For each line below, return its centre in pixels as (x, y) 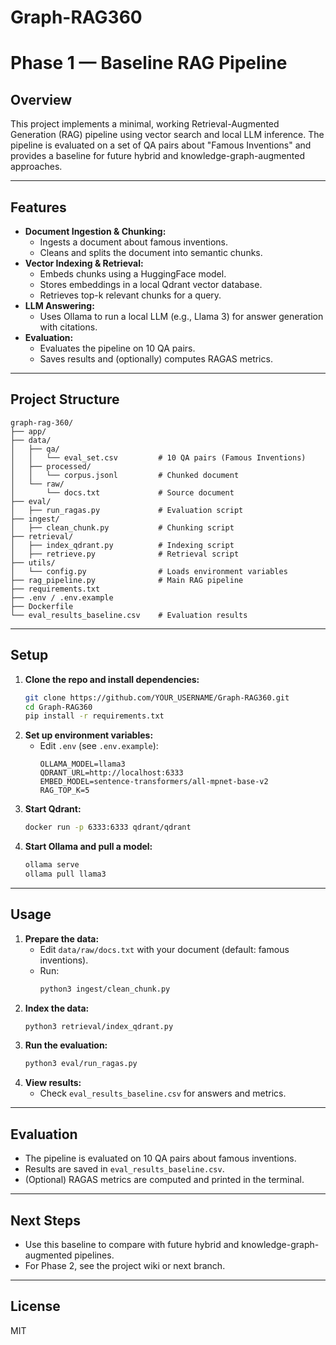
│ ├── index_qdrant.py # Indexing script (122, 545)
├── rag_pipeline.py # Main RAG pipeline (127, 580)
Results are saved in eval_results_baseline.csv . (124, 1169)
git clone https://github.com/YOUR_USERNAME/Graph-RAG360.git (157, 697)
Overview (41, 99)
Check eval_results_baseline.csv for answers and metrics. (163, 1093)
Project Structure (65, 399)
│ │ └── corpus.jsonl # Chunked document (125, 475)
